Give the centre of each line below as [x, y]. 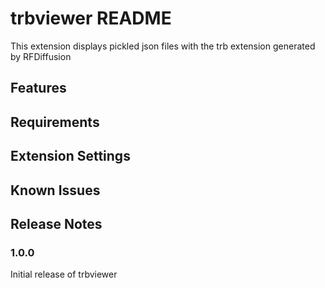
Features [38, 88]
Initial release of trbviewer [64, 274]
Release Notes [56, 223]
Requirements [55, 122]
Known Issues [55, 190]
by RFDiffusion [41, 56]
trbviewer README [91, 18]
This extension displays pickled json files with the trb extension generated [163, 46]
